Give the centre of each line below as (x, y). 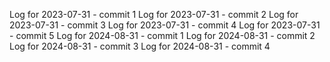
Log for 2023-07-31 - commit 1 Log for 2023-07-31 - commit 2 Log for (154, 14)
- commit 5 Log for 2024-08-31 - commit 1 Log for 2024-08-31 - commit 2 (162, 35)
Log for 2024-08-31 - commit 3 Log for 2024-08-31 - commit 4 (140, 46)
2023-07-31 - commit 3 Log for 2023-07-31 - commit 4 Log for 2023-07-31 (165, 25)
